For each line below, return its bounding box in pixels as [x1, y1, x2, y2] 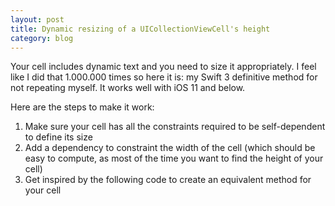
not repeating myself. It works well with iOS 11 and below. [10, 82, 246, 94]
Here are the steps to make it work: [10, 101, 155, 113]
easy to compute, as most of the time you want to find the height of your [24, 152, 324, 165]
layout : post [10, 14, 65, 25]
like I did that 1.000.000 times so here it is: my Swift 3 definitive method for [10, 71, 318, 83]
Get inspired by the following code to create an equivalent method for [24, 174, 312, 186]
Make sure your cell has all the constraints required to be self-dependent [24, 121, 326, 133]
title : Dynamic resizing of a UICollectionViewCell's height [10, 24, 271, 34]
